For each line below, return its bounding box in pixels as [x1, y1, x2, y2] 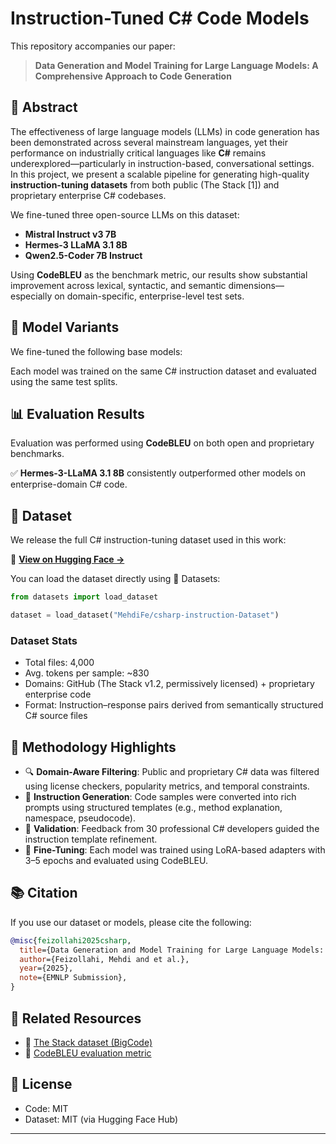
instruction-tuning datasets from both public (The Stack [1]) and [10, 178, 280, 191]
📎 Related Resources [10, 1010, 142, 1027]
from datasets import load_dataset [10, 592, 159, 602]
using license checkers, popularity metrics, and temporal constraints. [24, 780, 310, 792]
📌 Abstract [10, 99, 78, 116]
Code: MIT [24, 1102, 69, 1114]
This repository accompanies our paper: [10, 40, 176, 52]
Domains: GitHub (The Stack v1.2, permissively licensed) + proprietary [24, 678, 315, 690]
